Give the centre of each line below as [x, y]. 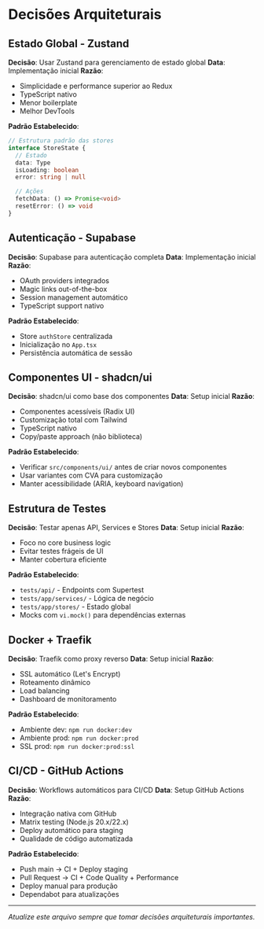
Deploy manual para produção [68, 886]
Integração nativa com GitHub [68, 813]
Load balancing [44, 691]
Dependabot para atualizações [69, 894]
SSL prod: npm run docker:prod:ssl [77, 746]
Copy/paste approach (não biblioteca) [81, 437]
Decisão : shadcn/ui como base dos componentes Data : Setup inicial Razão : [132, 396]
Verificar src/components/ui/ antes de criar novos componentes [123, 467]
